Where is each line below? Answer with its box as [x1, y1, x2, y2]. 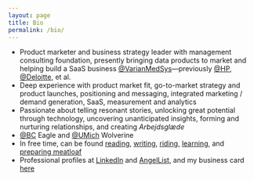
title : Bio [8, 19, 44, 27]
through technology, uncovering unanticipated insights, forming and [19, 114, 239, 124]
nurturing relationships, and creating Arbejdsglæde [19, 122, 185, 131]
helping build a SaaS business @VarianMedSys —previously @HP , [19, 64, 233, 74]
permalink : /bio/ [8, 26, 65, 34]
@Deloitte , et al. [19, 72, 71, 82]
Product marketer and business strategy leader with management [19, 48, 232, 57]
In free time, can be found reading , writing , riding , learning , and [19, 139, 225, 149]
